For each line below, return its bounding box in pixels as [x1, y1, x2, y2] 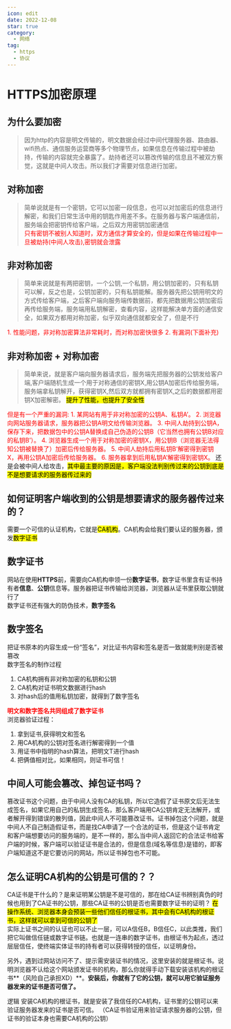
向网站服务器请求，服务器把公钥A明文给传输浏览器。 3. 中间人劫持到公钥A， [7, 419, 223, 427]
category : [7, 29, 36, 36]
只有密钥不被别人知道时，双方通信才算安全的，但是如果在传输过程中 [23, 229, 217, 237]
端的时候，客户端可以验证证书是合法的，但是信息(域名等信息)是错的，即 [12, 840, 217, 849]
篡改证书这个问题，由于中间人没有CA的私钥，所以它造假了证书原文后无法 [7, 797, 214, 805]
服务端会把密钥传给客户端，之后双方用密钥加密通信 [23, 220, 169, 229]
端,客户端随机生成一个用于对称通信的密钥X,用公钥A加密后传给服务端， [23, 379, 223, 387]
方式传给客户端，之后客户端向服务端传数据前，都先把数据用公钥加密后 [23, 297, 223, 305]
